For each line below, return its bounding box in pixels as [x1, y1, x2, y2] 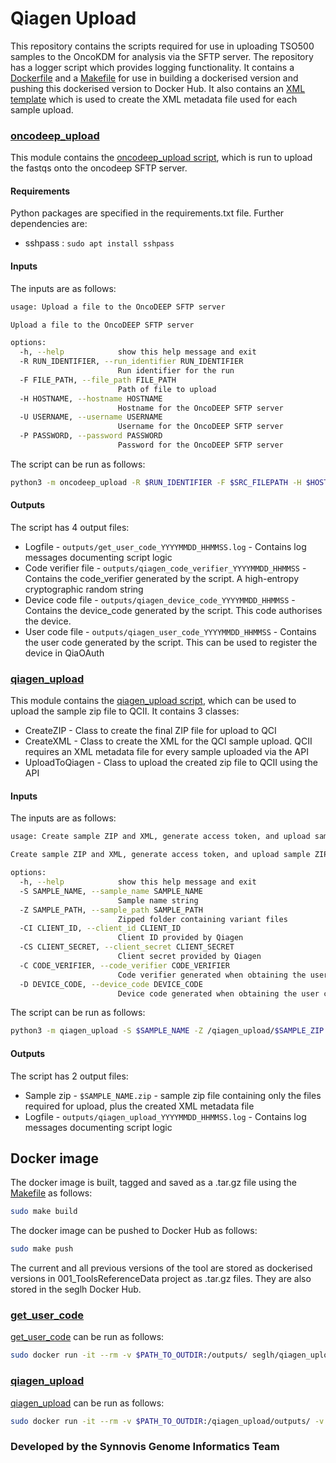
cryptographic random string [24, 583, 144, 595]
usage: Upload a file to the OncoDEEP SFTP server [10, 302, 226, 312]
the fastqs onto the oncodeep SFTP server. [10, 162, 188, 174]
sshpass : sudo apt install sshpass [24, 237, 175, 249]
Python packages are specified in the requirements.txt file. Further [10, 207, 285, 219]
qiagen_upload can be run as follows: [10, 1397, 165, 1409]
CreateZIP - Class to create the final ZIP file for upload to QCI [24, 725, 277, 737]
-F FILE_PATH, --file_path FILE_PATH [19, 375, 177, 385]
